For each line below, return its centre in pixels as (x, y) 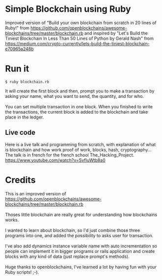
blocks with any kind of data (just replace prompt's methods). (67, 256)
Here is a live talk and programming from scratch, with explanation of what (81, 144)
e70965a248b (19, 49)
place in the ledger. (25, 117)
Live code (20, 133)
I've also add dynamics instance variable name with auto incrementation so (81, 246)
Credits (20, 180)
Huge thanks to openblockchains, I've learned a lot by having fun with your (81, 267)
